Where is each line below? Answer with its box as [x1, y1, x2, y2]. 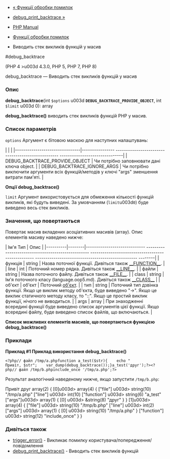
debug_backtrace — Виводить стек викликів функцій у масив [5, 73, 137, 79]
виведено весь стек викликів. [5, 205, 70, 211]
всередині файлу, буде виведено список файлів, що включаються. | [5, 309, 152, 315]
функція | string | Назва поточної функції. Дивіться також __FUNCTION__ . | [5, 260, 165, 266]
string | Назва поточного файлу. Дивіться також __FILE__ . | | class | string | [5, 271, 164, 277]
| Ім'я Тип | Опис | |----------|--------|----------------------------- [5, 244, 146, 250]
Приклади [5, 337, 32, 344]
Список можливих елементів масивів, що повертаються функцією [5, 319, 155, 325]
